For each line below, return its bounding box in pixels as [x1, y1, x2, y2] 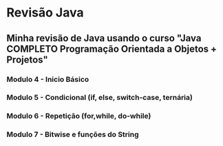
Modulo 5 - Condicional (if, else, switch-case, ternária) [6, 93, 193, 103]
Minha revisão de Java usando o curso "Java [6, 32, 202, 44]
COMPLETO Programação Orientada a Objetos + [6, 43, 217, 54]
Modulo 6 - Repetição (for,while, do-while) [6, 112, 151, 121]
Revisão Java [6, 5, 84, 21]
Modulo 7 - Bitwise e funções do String [6, 129, 139, 139]
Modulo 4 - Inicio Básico [6, 74, 89, 84]
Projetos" [6, 54, 49, 65]
